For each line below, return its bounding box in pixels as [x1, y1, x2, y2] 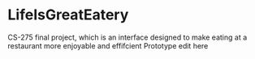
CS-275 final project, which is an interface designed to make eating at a [7, 32, 248, 42]
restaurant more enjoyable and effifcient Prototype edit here [7, 40, 209, 50]
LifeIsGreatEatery [7, 6, 129, 24]
